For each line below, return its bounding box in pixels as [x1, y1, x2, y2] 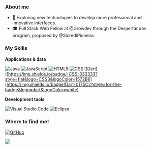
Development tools [5, 96, 45, 102]
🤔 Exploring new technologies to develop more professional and [12, 15, 142, 21]
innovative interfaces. [12, 20, 57, 26]
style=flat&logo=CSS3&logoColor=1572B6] [5, 76, 92, 82]
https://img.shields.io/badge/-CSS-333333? [8, 71, 98, 77]
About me [5, 3, 30, 10]
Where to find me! [5, 118, 49, 125]
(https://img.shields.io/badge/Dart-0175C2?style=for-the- [5, 81, 122, 87]
